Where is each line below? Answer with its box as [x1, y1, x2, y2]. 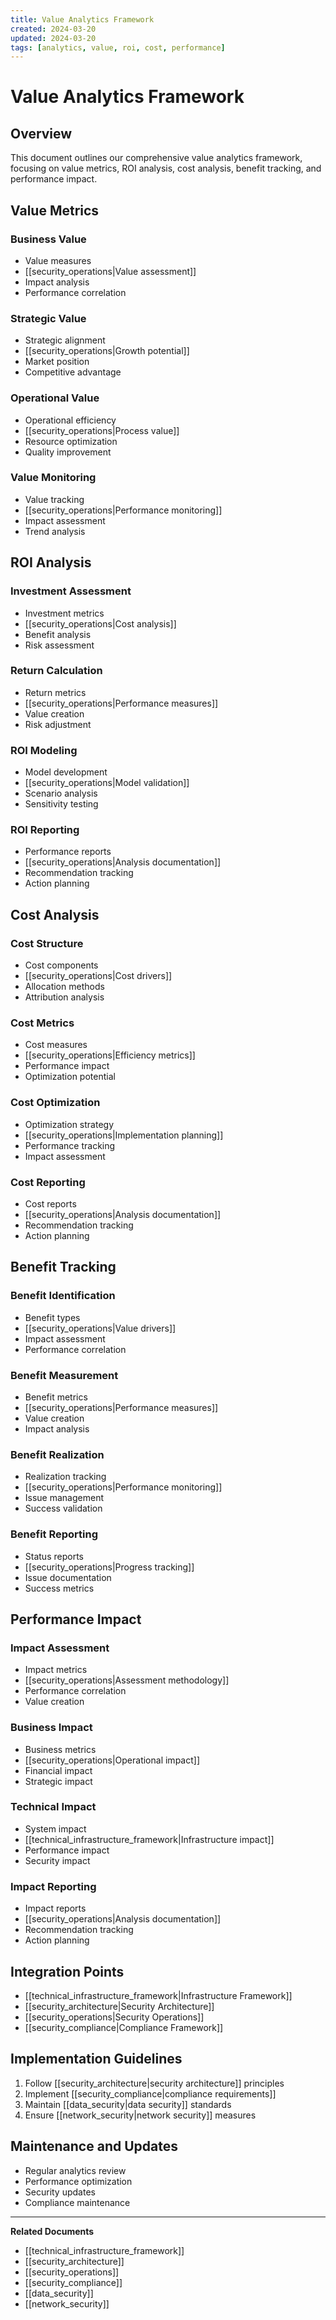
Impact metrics [24, 1664, 88, 1676]
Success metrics [24, 1582, 95, 1594]
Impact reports [24, 1902, 87, 1915]
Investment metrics [24, 607, 105, 619]
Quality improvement [24, 446, 112, 458]
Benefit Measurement [10, 1368, 119, 1382]
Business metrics [24, 1743, 97, 1755]
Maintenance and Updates [10, 2138, 178, 2155]
